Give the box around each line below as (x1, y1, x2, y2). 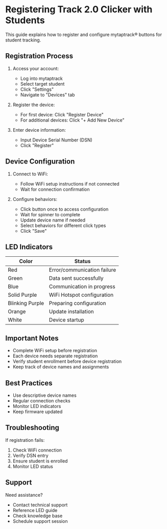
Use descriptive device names (12, 392, 77, 398)
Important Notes (5, 334, 59, 342)
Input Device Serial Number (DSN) (20, 137, 93, 143)
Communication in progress (49, 283, 116, 290)
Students (5, 14, 45, 26)
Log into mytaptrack (20, 75, 63, 82)
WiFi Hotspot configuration (49, 291, 114, 298)
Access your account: (12, 65, 59, 71)
